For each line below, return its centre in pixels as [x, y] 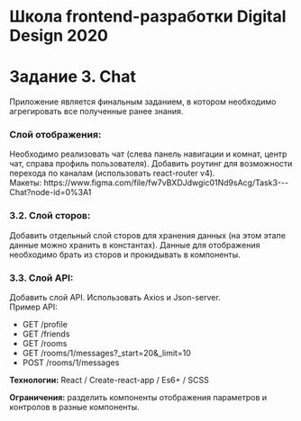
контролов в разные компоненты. [74, 408]
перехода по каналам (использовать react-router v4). [112, 174]
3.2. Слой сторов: [50, 216]
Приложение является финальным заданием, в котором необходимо [143, 102]
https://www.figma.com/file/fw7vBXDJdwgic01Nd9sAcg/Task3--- [166, 183]
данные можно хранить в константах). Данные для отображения [135, 245]
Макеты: [26, 183]
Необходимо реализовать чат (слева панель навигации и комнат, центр [148, 154]
